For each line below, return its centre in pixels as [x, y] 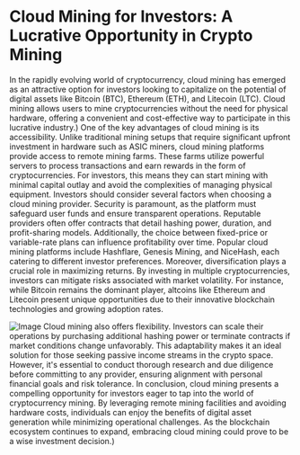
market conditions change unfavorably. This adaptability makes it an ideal [146, 345]
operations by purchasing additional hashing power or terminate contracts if [150, 335]
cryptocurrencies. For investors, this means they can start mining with [139, 175]
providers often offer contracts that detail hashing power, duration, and [141, 223]
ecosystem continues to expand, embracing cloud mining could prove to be [149, 431]
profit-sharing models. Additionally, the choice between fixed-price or [138, 232]
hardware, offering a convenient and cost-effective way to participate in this [150, 118]
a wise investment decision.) [62, 441]
